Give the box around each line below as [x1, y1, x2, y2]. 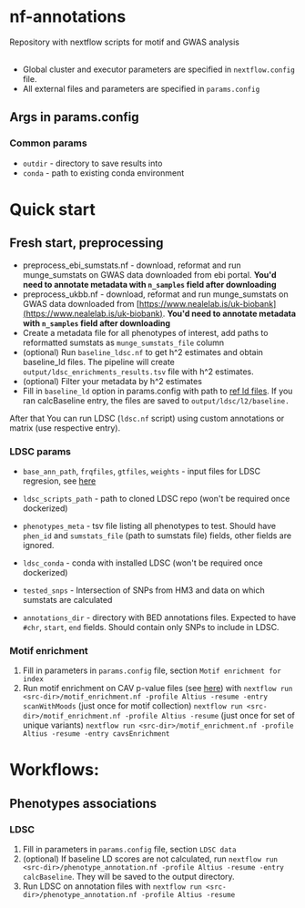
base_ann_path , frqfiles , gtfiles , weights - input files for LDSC [22, 465, 261, 476]
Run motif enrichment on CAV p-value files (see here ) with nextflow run [22, 683, 293, 694]
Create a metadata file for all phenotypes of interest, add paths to [22, 327, 269, 338]
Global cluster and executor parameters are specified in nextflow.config [22, 64, 296, 75]
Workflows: [9, 760, 100, 780]
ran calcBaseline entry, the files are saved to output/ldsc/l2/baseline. [22, 394, 290, 406]
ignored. [22, 539, 55, 550]
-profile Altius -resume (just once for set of [124, 710, 296, 721]
